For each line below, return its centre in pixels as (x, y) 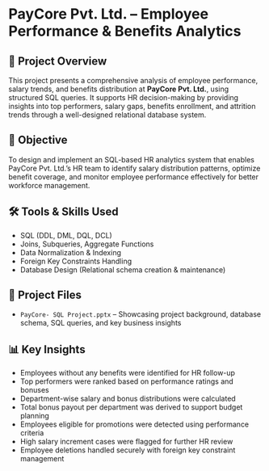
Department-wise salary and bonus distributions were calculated (128, 399)
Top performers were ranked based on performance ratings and (127, 381)
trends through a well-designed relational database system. (107, 115)
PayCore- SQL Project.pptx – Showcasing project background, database (141, 314)
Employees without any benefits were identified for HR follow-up (128, 373)
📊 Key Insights (47, 349)
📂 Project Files (45, 295)
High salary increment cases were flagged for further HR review (126, 442)
